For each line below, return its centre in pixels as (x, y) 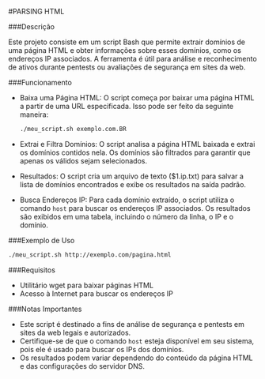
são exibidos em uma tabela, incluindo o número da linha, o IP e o (127, 216)
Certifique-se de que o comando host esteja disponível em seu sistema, (137, 341)
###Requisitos (32, 270)
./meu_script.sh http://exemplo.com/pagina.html (90, 255)
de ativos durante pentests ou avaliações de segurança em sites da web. (127, 67)
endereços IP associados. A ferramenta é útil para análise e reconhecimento (132, 59)
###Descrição (32, 26)
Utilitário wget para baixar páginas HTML (87, 285)
